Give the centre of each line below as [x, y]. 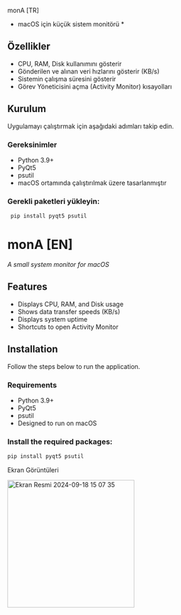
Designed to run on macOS [57, 423]
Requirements [32, 385]
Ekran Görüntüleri [33, 470]
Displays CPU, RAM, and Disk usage [71, 304]
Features [27, 287]
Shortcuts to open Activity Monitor [68, 327]
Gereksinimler [32, 144]
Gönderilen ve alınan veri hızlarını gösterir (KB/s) [88, 71]
